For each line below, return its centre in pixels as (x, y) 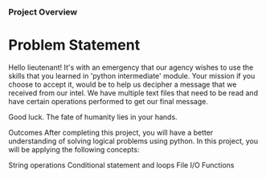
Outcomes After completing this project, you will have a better (111, 132)
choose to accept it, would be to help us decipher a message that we (123, 84)
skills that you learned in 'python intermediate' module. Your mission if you (132, 75)
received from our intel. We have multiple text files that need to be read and (133, 93)
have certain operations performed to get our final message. (108, 101)
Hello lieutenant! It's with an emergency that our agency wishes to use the (131, 67)
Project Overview (43, 12)
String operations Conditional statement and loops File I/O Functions (121, 165)
